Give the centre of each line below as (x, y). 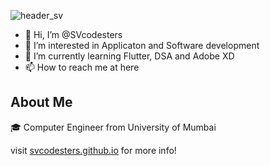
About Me (41, 102)
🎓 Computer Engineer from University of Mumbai (113, 127)
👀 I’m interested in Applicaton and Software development (142, 45)
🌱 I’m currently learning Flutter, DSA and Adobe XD (129, 56)
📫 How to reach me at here (82, 67)
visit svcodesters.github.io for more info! (93, 150)
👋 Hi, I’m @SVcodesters (73, 34)
